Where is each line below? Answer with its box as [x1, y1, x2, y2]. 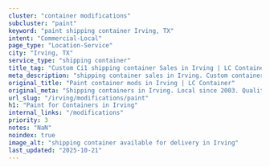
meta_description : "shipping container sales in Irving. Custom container [8, 71, 264, 79]
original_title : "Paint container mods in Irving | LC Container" [8, 79, 235, 87]
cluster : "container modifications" [8, 11, 131, 20]
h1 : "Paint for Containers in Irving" [8, 101, 138, 109]
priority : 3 [8, 116, 48, 124]
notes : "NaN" [8, 124, 52, 132]
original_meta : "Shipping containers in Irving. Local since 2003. [8, 86, 239, 95]
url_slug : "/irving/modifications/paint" [8, 94, 149, 102]
